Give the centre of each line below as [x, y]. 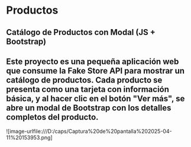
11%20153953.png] [30, 138]
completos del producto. [52, 117]
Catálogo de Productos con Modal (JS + [81, 32]
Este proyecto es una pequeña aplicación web [93, 61]
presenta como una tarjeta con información [88, 89]
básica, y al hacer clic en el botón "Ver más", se [96, 98]
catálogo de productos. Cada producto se [84, 80]
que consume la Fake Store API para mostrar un [96, 71]
